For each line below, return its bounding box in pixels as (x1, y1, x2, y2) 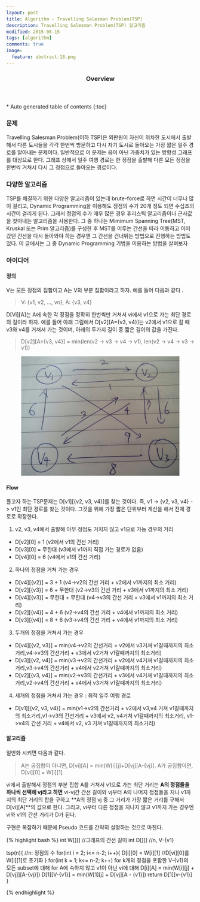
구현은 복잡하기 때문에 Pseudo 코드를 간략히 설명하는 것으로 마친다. (6, 823, 164, 831)
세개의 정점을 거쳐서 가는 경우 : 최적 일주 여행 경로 (14, 692, 131, 699)
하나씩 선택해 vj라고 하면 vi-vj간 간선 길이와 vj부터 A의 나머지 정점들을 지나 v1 (6, 788, 186, 795)
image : (6, 48, 23, 54)
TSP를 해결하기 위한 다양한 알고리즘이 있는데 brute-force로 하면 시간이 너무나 (6, 195, 188, 202)
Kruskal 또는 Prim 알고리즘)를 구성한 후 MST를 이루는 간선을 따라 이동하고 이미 (6, 225, 191, 232)
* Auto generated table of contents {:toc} (6, 102, 107, 110)
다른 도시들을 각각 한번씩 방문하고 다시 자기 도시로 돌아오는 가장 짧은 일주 (17, 141, 188, 148)
